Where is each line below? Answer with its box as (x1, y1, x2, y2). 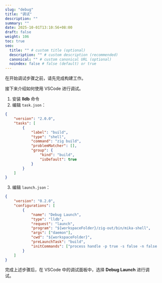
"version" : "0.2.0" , (14, 199, 55, 204)
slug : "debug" (5, 7, 34, 12)
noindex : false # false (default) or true (9, 61, 97, 66)
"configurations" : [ (14, 203, 55, 208)
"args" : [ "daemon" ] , (31, 230, 73, 235)
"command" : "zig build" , (31, 139, 81, 144)
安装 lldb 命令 (12, 96, 40, 102)
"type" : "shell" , (31, 134, 66, 139)
